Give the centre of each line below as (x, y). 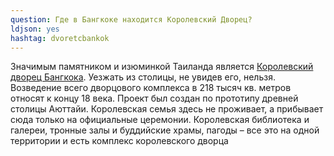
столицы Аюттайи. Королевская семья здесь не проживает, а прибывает (167, 109)
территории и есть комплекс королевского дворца (119, 141)
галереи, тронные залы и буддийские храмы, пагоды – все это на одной (165, 130)
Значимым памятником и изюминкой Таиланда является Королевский (162, 67)
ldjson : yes (35, 29)
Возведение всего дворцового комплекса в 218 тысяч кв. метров (151, 88)
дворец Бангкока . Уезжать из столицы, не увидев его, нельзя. (143, 77)
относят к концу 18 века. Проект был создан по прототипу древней (154, 98)
